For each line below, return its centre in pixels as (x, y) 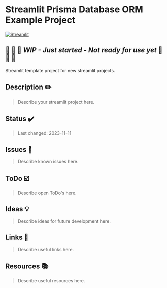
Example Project (40, 20)
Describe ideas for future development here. (64, 221)
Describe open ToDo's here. (47, 193)
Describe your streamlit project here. (56, 102)
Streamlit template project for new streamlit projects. (60, 70)
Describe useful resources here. (51, 281)
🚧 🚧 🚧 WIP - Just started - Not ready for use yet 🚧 (84, 50)
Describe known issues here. (48, 162)
